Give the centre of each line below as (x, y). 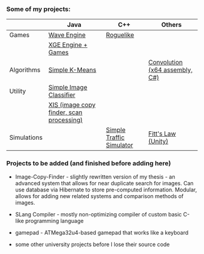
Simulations (26, 137)
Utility (18, 91)
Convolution (166, 63)
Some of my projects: (39, 9)
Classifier (62, 95)
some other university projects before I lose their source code (92, 244)
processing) (66, 120)
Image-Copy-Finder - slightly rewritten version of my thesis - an (95, 177)
